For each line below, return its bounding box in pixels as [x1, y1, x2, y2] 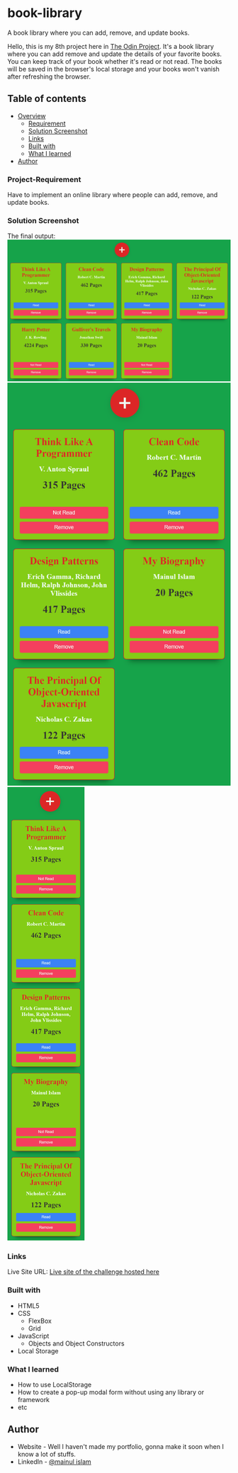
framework [17, 1395, 50, 1404]
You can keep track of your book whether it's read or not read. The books [7, 57, 222, 65]
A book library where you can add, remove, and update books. [7, 28, 190, 37]
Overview [17, 111, 46, 120]
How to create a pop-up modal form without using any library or [17, 1387, 205, 1396]
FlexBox [28, 1316, 52, 1325]
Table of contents [7, 93, 86, 105]
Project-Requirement [7, 174, 81, 184]
